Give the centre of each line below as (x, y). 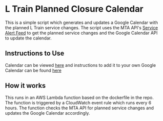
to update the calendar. (29, 38)
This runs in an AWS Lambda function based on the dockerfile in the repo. (79, 97)
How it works (25, 86)
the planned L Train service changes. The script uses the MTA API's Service (81, 27)
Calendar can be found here (33, 70)
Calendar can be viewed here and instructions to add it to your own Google (81, 65)
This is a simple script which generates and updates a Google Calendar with (81, 22)
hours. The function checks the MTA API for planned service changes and (80, 108)
